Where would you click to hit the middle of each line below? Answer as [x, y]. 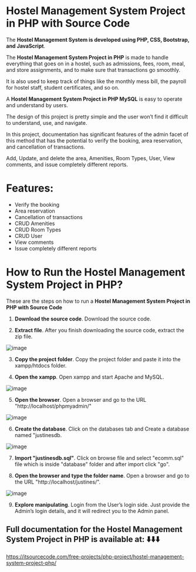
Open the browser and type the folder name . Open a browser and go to [102, 475]
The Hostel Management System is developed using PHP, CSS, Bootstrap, [98, 39]
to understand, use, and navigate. [47, 123]
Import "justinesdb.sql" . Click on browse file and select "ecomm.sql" [99, 458]
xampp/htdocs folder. [40, 365]
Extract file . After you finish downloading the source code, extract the [99, 330]
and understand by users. [37, 105]
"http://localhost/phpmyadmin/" [53, 406]
